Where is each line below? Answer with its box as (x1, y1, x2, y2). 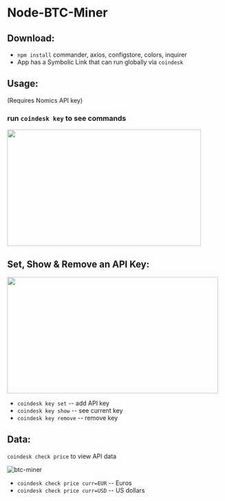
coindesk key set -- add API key (17, 399, 110, 407)
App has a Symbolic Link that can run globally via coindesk (17, 58, 184, 66)
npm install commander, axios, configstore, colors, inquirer (17, 50, 187, 59)
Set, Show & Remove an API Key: (7, 258, 150, 270)
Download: (7, 32, 55, 44)
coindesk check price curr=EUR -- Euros (17, 478, 132, 487)
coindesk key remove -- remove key (17, 413, 118, 422)
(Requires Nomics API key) (7, 96, 83, 104)
